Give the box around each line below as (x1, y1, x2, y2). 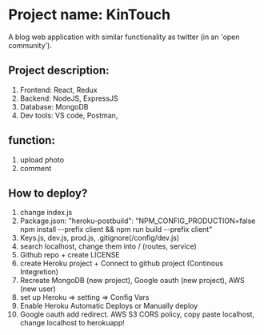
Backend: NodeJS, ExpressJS (19, 94, 118, 103)
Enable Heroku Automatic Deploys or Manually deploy (19, 301, 198, 311)
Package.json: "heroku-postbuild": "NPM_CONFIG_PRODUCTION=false (19, 216, 256, 225)
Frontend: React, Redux (19, 85, 98, 94)
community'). (8, 40, 52, 50)
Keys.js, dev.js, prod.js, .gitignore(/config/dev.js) (19, 233, 180, 243)
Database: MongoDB (19, 102, 89, 111)
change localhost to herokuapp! (19, 318, 126, 328)
